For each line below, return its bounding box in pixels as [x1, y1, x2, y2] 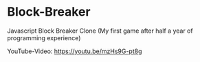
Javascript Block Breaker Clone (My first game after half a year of [7, 27, 194, 35]
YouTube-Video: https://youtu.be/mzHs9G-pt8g [7, 47, 142, 55]
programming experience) [7, 33, 81, 42]
